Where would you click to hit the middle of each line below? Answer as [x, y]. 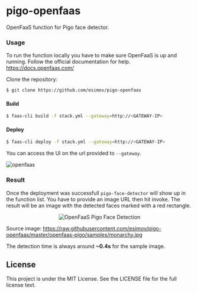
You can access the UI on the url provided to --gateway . [74, 153]
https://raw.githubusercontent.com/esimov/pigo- [102, 228]
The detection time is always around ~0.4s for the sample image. [86, 246]
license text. [21, 285]
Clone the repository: [32, 79]
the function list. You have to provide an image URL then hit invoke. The [93, 199]
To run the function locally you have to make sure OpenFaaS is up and [92, 56]
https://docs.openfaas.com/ [40, 68]
